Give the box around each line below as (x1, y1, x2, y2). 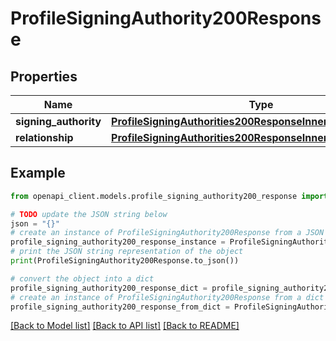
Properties (10, 68, 78, 85)
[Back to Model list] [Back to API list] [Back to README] (10, 320, 240, 332)
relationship (15, 131, 74, 144)
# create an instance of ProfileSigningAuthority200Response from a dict (10, 292, 325, 302)
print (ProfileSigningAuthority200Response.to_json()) (10, 256, 240, 266)
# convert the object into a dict (10, 273, 155, 284)
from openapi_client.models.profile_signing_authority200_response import (10, 191, 329, 201)
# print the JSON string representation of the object (10, 247, 244, 257)
